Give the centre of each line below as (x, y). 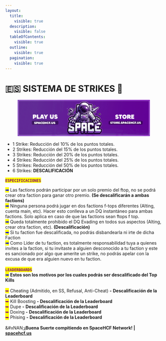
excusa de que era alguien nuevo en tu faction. (53, 259)
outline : (19, 47)
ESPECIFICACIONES (23, 181)
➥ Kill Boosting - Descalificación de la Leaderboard (59, 302)
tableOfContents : (28, 37)
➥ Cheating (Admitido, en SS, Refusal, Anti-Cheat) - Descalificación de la (81, 291)
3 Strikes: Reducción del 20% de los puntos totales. (65, 155)
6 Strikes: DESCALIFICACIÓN (43, 171)
